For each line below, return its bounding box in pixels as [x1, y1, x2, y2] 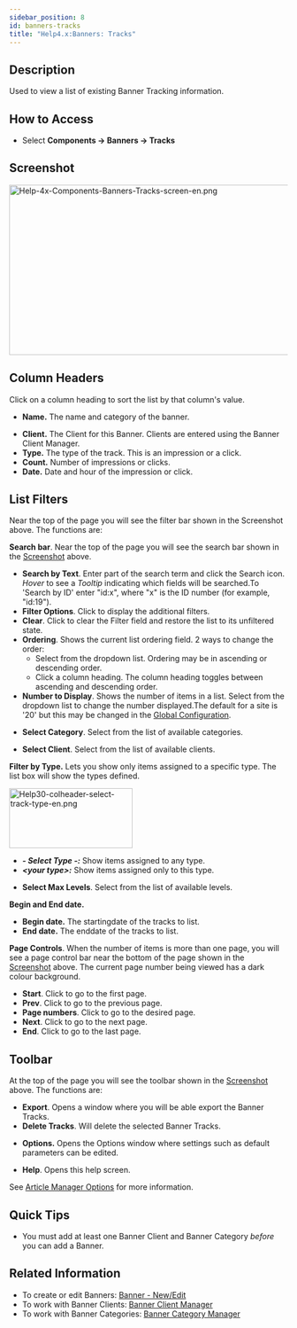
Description [9, 62, 75, 77]
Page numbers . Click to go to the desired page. [21, 1007, 196, 1018]
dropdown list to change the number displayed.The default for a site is [21, 700, 278, 711]
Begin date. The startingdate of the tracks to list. [21, 917, 201, 927]
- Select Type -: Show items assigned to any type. [21, 855, 206, 866]
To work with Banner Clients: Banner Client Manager [21, 1299, 214, 1309]
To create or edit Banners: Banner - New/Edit [21, 1289, 187, 1300]
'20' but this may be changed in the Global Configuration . [21, 710, 232, 721]
